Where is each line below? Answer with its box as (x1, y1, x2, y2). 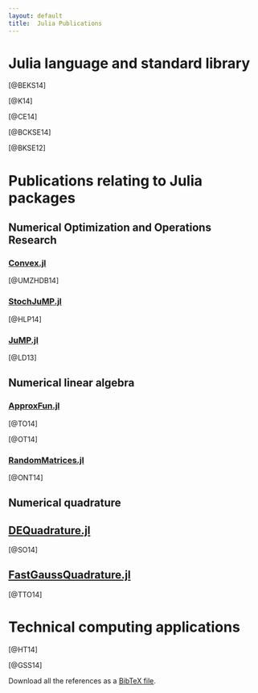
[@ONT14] (8, 473, 43, 482)
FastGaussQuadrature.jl (8, 568, 131, 582)
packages (8, 189, 76, 207)
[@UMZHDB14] (8, 276, 59, 286)
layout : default (8, 11, 63, 20)
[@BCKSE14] (8, 127, 51, 137)
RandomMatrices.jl (8, 454, 84, 465)
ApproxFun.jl (8, 400, 60, 411)
